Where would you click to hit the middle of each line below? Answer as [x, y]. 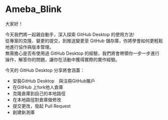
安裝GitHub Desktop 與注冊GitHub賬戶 [54, 81]
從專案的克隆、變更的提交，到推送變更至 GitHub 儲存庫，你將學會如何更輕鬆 [84, 41]
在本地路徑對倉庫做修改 [37, 99]
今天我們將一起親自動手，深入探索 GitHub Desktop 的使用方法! [70, 34]
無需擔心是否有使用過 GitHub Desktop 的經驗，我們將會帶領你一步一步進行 [82, 53]
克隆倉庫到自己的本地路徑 [39, 93]
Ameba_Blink [33, 9]
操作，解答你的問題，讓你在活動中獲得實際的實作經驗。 [62, 59]
